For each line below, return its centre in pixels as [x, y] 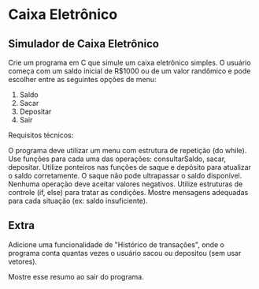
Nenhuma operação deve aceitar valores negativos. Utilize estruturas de [126, 184]
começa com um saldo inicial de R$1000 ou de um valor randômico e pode [129, 71]
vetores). [23, 261]
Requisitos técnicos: [41, 135]
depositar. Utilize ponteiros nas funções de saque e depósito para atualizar [130, 167]
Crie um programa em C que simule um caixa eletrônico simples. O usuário [129, 62]
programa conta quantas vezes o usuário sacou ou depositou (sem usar [125, 253]
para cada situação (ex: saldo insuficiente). [78, 201]
